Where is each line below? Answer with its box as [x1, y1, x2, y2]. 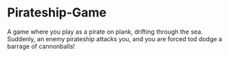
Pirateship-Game [7, 5, 107, 21]
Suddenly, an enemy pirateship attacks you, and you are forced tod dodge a [7, 34, 222, 43]
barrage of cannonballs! [7, 42, 76, 50]
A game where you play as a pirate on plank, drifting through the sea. [7, 27, 203, 36]
